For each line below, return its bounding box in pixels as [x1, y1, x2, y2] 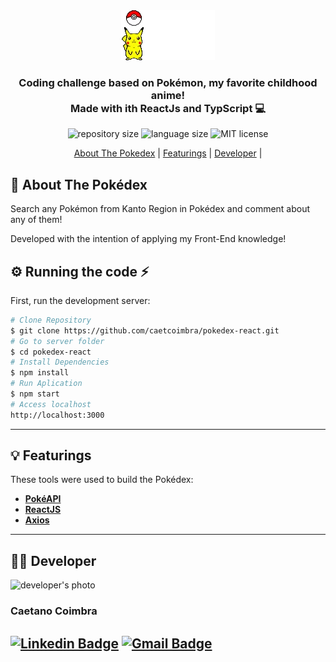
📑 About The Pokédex [10, 176, 148, 193]
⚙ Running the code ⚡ [10, 263, 150, 280]
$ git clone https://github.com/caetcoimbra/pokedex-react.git [10, 325, 280, 336]
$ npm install [10, 368, 70, 378]
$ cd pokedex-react [10, 347, 92, 357]
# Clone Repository [10, 315, 92, 325]
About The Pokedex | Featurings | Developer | [73, 147, 263, 159]
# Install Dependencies [10, 357, 110, 368]
